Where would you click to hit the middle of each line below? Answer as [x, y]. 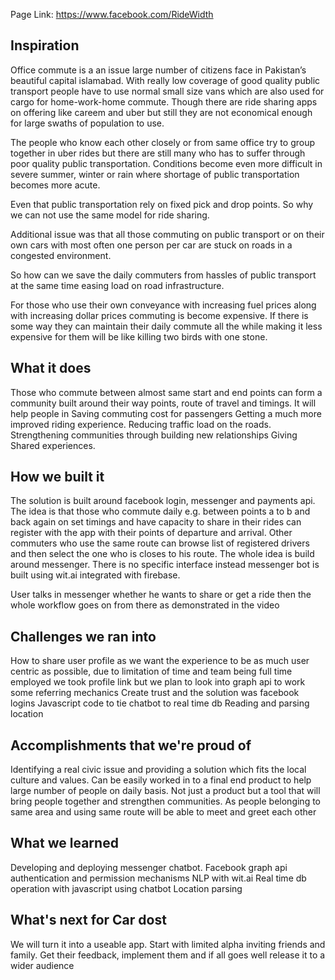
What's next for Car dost [88, 920]
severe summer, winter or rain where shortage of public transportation [155, 174]
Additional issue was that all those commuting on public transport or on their [167, 234]
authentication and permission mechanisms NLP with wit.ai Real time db [158, 878]
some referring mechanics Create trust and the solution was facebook [155, 693]
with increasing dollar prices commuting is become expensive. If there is [159, 315]
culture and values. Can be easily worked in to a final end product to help [161, 780]
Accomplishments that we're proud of [131, 745]
